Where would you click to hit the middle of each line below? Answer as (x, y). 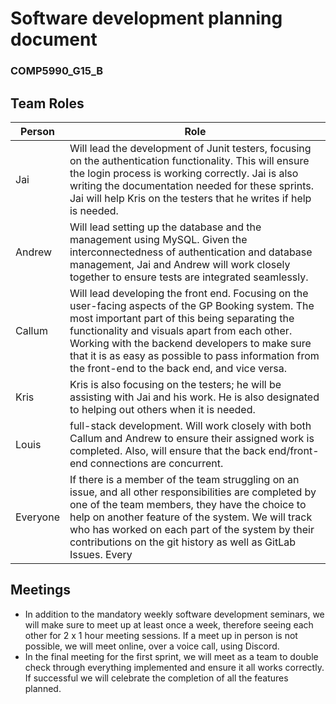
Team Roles (47, 103)
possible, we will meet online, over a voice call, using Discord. (152, 646)
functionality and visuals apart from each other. (181, 330)
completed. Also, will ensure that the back (168, 450)
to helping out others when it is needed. (162, 409)
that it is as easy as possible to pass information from (194, 355)
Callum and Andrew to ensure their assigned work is (192, 438)
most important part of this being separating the (182, 318)
